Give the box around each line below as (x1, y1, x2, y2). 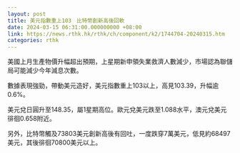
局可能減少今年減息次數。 (7, 66, 83, 75)
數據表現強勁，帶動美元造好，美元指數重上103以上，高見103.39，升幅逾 (7, 81, 219, 90)
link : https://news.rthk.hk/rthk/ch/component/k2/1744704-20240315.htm (7, 30, 225, 38)
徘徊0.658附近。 (7, 115, 56, 123)
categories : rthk (7, 37, 59, 44)
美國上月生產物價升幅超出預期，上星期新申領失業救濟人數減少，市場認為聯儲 (7, 58, 233, 66)
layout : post (7, 10, 46, 18)
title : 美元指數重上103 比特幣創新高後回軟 (7, 17, 125, 24)
